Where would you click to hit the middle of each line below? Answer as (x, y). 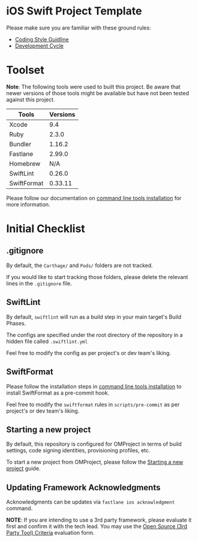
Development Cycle (39, 46)
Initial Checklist (46, 229)
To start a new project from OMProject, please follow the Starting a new (95, 462)
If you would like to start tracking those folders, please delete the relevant (97, 277)
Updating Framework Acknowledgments (83, 488)
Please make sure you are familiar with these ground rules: (79, 28)
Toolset (25, 70)
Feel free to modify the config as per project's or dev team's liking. (88, 353)
